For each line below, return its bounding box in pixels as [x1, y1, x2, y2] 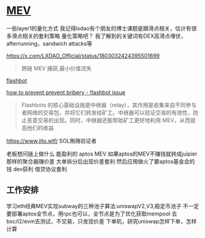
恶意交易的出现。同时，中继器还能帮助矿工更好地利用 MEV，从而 [26, 117, 191, 124]
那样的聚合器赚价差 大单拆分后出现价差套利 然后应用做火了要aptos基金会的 [6, 157, 195, 165]
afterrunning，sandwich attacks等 [6, 40, 93, 47]
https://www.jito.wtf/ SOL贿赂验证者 [6, 137, 97, 144]
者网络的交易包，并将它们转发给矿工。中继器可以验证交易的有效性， [21, 109, 193, 116]
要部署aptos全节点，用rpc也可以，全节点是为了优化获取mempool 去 [6, 210, 177, 217]
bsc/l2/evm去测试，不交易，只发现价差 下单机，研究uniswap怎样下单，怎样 [6, 217, 197, 225]
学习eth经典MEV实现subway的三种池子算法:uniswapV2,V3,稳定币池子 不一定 [6, 202, 199, 209]
